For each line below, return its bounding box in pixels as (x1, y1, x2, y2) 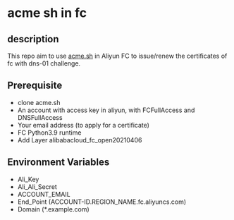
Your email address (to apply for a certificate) (17, 121, 150, 129)
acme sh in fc (7, 5, 87, 21)
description (7, 33, 59, 45)
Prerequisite (7, 80, 63, 92)
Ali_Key (17, 175, 39, 183)
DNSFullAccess (17, 113, 63, 121)
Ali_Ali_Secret (17, 182, 58, 191)
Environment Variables (7, 157, 110, 169)
